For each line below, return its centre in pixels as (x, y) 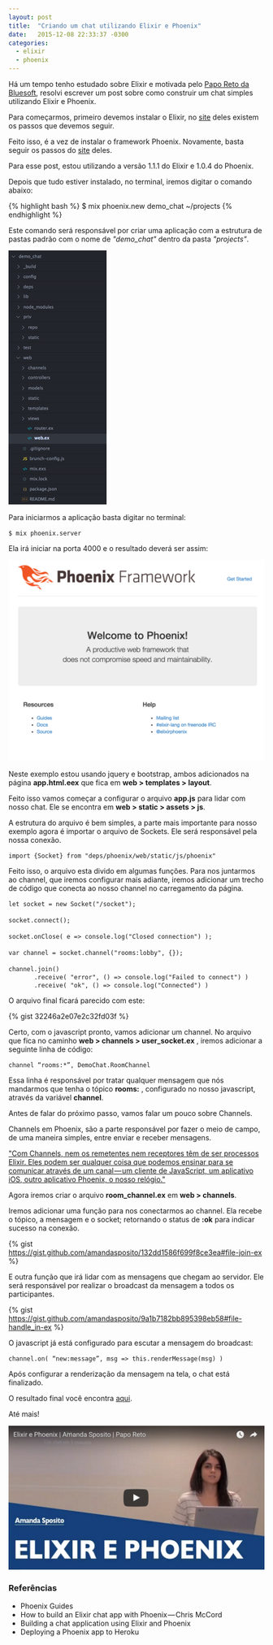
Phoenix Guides (47, 1606)
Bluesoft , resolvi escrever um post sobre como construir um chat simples (131, 93)
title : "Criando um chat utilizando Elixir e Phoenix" (105, 26)
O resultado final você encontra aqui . (70, 1398)
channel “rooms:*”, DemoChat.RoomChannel (80, 1065)
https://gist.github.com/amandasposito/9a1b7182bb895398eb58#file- (125, 1318)
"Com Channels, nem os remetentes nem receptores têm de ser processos (134, 1153)
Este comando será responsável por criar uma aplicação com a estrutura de (135, 230)
